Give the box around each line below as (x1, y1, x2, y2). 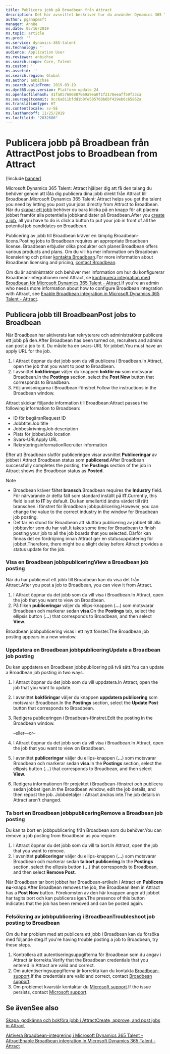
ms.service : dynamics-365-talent (6, 40, 76, 45)
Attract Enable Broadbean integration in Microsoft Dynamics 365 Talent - (6, 1037, 156, 1043)
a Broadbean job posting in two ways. (6, 670, 84, 676)
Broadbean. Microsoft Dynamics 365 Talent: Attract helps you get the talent (6, 195, 161, 202)
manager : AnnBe (6, 21, 38, 27)
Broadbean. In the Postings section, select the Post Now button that (13, 374, 154, 380)
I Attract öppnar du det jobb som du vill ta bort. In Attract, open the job (13, 842, 158, 848)
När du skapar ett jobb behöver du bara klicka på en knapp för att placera (6, 207, 158, 213)
